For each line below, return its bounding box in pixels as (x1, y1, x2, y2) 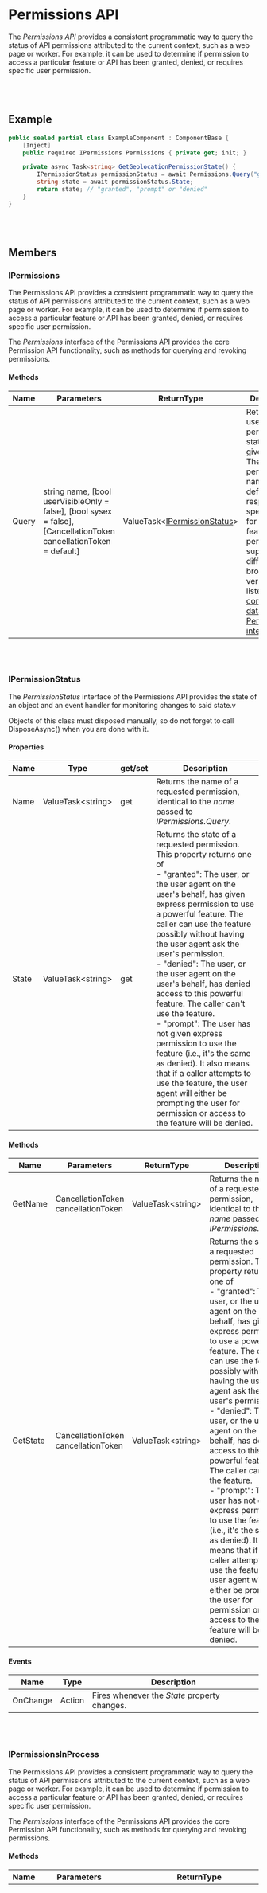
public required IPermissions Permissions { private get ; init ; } (22, 149, 247, 157)
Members (8, 246, 57, 260)
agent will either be (156, 1088, 228, 1099)
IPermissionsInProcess (8, 1749, 99, 1760)
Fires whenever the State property (91, 1690, 220, 1701)
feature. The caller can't (156, 998, 246, 1009)
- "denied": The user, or (156, 958, 246, 969)
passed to (156, 806, 193, 817)
